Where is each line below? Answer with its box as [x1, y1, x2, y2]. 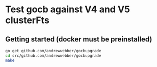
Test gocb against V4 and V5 [5, 4, 130, 15]
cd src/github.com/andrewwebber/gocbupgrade [5, 53, 101, 58]
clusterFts [5, 14, 49, 26]
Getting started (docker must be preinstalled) [5, 35, 152, 43]
